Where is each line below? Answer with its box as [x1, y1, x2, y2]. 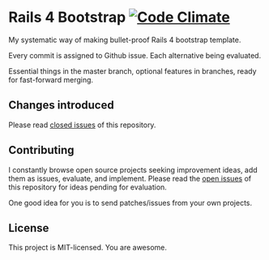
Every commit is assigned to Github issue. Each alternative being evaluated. [8, 50, 262, 60]
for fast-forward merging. [8, 75, 94, 84]
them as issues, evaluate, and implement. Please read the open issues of [8, 173, 252, 183]
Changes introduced [8, 98, 115, 113]
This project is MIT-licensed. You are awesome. [8, 243, 168, 253]
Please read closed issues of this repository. [8, 120, 156, 130]
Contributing [8, 143, 75, 157]
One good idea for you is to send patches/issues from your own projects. [8, 198, 253, 207]
